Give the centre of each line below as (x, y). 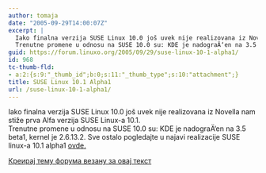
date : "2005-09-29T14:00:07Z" (58, 23)
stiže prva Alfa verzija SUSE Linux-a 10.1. (74, 121)
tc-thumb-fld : (32, 67)
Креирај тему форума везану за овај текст (80, 161)
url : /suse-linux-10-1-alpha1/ (60, 89)
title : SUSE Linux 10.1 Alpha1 (60, 82)
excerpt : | (26, 30)
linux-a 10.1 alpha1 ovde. (47, 146)
